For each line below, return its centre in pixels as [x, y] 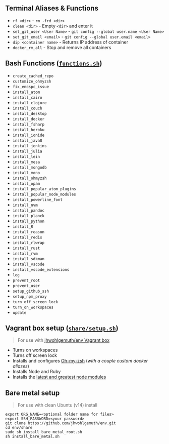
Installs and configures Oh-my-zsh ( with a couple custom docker [80, 361]
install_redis [27, 237]
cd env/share [19, 428]
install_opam [26, 184]
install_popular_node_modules [44, 194]
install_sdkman [29, 259]
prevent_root [26, 280]
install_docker [29, 119]
